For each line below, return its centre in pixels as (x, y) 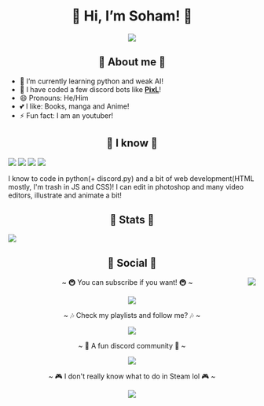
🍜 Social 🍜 (132, 263)
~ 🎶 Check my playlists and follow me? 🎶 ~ (132, 316)
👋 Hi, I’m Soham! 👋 (132, 16)
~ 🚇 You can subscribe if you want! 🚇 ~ (127, 282)
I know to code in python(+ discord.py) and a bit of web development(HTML (131, 178)
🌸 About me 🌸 (132, 62)
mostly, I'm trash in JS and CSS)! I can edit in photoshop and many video (126, 186)
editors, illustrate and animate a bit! (65, 195)
